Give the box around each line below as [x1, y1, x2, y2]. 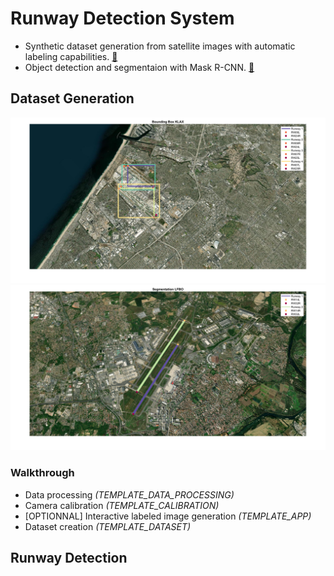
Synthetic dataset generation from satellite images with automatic [24, 40, 296, 52]
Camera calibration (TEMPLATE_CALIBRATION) [24, 499, 220, 511]
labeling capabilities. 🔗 [24, 50, 118, 62]
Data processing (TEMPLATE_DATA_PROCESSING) [24, 488, 235, 501]
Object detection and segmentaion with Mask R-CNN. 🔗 [24, 61, 255, 73]
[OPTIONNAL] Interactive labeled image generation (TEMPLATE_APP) [24, 510, 312, 522]
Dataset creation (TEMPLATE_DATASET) [24, 520, 192, 532]
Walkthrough [10, 466, 75, 480]
